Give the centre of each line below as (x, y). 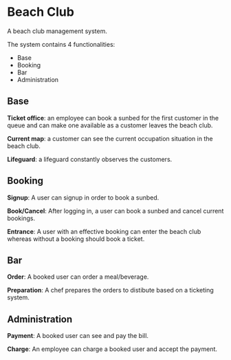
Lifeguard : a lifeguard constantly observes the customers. (90, 159)
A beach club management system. (57, 31)
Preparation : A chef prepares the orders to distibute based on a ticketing (111, 290)
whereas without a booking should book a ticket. (76, 239)
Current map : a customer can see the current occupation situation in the (110, 138)
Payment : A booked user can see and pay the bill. (78, 336)
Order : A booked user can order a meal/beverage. (78, 277)
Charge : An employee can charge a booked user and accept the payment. (112, 349)
